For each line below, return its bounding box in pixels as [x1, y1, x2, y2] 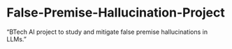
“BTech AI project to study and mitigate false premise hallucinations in [6, 28, 208, 36]
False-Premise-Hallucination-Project [6, 5, 225, 21]
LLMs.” [6, 35, 27, 43]
